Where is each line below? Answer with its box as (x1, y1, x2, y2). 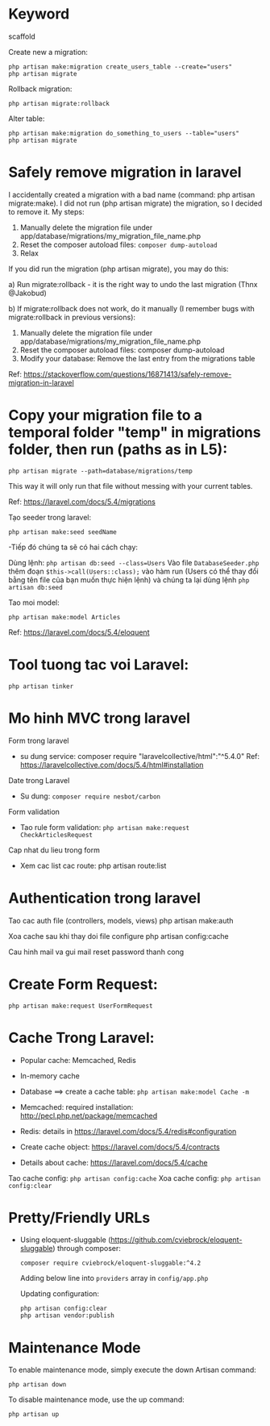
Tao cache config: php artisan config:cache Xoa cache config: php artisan (8, 1173, 261, 1182)
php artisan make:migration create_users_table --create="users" (8, 62, 232, 71)
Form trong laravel (8, 736, 69, 745)
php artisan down (8, 1381, 67, 1389)
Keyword (8, 5, 70, 23)
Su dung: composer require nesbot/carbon (19, 791, 161, 801)
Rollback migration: (8, 84, 73, 94)
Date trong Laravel (8, 775, 70, 785)
